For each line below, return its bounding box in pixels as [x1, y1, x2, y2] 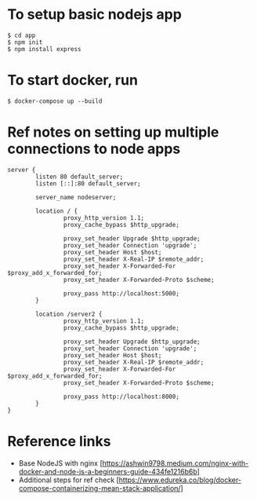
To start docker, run [7, 71, 139, 90]
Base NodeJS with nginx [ [18, 458, 103, 468]
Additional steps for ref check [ [18, 475, 119, 485]
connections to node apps [7, 140, 181, 158]
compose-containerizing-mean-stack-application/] [18, 483, 183, 492]
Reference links [7, 433, 111, 450]
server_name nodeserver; [35, 193, 117, 201]
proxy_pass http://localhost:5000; [63, 289, 179, 298]
